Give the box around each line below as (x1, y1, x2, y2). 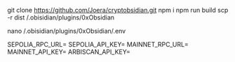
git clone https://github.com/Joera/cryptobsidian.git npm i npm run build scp (7, 6, 229, 14)
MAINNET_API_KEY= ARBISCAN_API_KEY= (7, 48, 131, 56)
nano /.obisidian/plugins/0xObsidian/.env (7, 27, 126, 35)
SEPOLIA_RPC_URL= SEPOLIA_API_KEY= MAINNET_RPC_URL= (7, 40, 189, 48)
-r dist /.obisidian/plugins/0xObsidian (7, 13, 114, 22)
